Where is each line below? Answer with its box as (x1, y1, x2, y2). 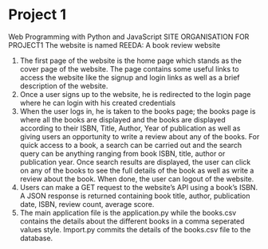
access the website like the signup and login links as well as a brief (19, 72, 241, 82)
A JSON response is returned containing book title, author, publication (19, 191, 250, 200)
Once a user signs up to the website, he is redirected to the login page (19, 89, 251, 99)
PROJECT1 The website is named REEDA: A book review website (8, 40, 221, 49)
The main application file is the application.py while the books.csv (19, 208, 237, 217)
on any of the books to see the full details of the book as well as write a (19, 165, 254, 175)
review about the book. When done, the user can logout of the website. (19, 173, 254, 184)
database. (19, 233, 53, 243)
